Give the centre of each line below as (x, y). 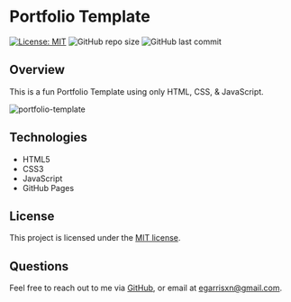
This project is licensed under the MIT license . (95, 238)
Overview (37, 70)
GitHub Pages (48, 188)
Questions (39, 266)
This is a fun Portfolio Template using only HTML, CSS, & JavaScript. (136, 91)
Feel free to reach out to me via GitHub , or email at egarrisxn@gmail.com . (146, 288)
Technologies (49, 137)
